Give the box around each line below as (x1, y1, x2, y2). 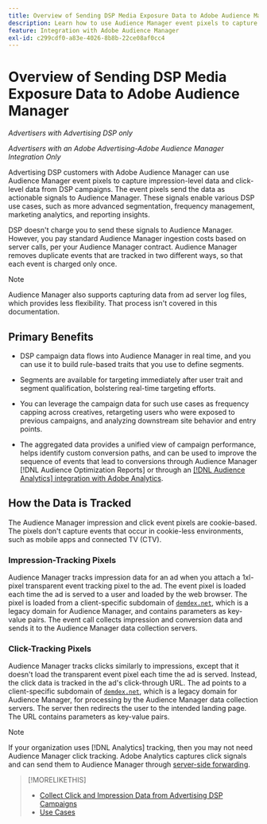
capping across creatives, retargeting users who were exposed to (19, 408, 236, 416)
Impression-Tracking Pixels (8, 554, 117, 565)
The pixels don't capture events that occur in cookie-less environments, (8, 526, 244, 536)
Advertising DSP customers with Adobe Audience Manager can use (8, 168, 230, 178)
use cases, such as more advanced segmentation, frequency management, (8, 201, 256, 211)
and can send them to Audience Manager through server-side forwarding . (8, 760, 250, 769)
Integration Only (8, 152, 61, 162)
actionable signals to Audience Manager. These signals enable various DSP (8, 193, 255, 203)
